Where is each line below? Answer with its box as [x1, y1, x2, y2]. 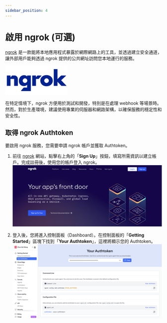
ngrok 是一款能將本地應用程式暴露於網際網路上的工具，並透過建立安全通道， [5, 49, 162, 55]
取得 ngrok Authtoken [5, 128, 74, 137]
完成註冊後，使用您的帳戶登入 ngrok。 [21, 159, 100, 165]
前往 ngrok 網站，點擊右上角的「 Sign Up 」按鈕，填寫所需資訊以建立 [12, 153, 153, 159]
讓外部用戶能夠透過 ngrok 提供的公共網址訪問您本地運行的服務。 [5, 55, 137, 61]
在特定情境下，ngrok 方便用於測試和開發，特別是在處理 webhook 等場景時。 [5, 100, 162, 106]
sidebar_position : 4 [5, 8, 48, 13]
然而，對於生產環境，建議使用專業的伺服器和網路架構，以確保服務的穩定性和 [5, 106, 162, 112]
